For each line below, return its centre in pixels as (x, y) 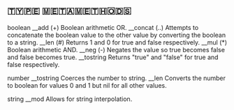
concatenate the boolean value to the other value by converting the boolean (116, 35)
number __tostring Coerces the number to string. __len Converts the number (116, 78)
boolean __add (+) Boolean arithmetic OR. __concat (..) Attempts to (103, 27)
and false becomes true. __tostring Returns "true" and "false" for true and (113, 57)
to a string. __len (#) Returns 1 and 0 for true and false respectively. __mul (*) (117, 42)
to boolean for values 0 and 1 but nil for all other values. (87, 85)
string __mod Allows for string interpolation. (70, 99)
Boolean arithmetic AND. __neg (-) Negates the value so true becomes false (116, 49)
